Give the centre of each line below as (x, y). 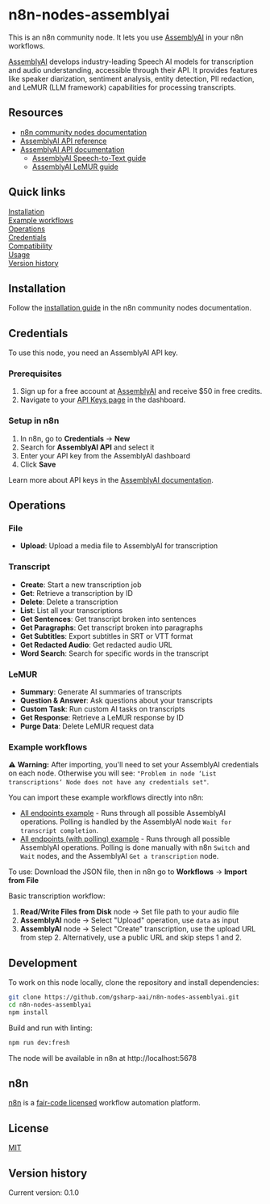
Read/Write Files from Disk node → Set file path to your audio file (129, 912)
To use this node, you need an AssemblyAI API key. (93, 353)
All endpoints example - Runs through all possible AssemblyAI (123, 813)
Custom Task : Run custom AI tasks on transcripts (102, 709)
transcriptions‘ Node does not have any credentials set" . (109, 782)
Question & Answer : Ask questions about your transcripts (116, 700)
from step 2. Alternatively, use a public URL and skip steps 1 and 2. (131, 938)
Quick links (37, 192)
